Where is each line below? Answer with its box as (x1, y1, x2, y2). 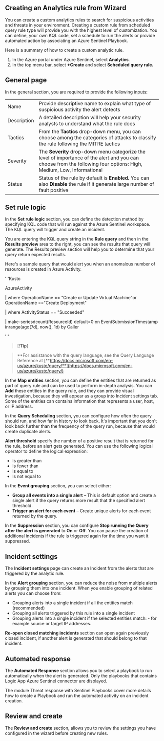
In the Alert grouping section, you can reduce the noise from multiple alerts (5, 580, 158, 586)
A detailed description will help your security (39, 114, 141, 121)
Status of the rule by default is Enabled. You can (39, 174, 150, 181)
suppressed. (5, 538, 30, 544)
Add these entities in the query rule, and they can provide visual (5, 388, 134, 394)
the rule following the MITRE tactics (39, 140, 121, 147)
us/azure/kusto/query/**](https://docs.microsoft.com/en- (17, 363, 133, 369)
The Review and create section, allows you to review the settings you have (5, 725, 156, 731)
